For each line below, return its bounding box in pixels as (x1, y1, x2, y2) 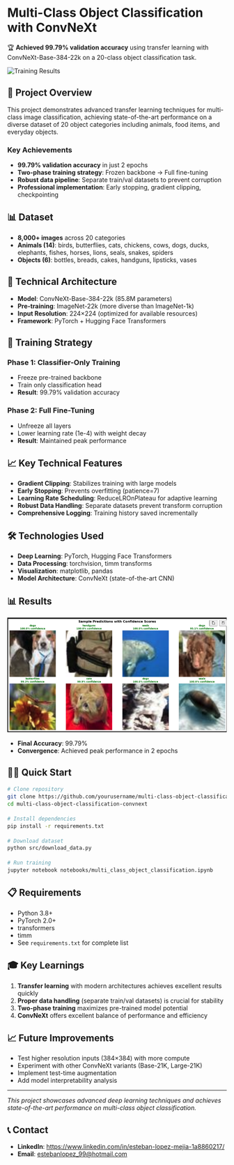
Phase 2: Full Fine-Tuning (7, 406, 95, 415)
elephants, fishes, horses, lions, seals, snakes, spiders (17, 248, 174, 256)
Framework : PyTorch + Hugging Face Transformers (17, 316, 166, 325)
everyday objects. (7, 128, 59, 136)
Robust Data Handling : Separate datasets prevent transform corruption (17, 502, 223, 510)
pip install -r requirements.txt (7, 822, 104, 830)
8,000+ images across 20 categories (17, 233, 125, 242)
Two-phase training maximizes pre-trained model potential (17, 1003, 188, 1012)
